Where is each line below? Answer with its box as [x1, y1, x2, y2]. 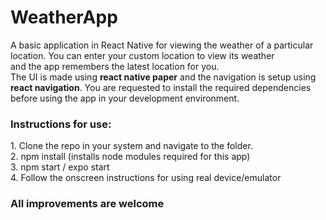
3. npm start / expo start [10, 161, 110, 173]
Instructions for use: [10, 117, 112, 131]
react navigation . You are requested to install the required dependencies [10, 81, 312, 93]
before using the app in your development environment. [10, 92, 240, 104]
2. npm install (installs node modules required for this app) [10, 151, 251, 163]
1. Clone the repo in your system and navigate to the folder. [10, 140, 253, 152]
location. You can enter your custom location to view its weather [10, 49, 275, 61]
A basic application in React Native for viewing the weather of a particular [10, 39, 314, 51]
